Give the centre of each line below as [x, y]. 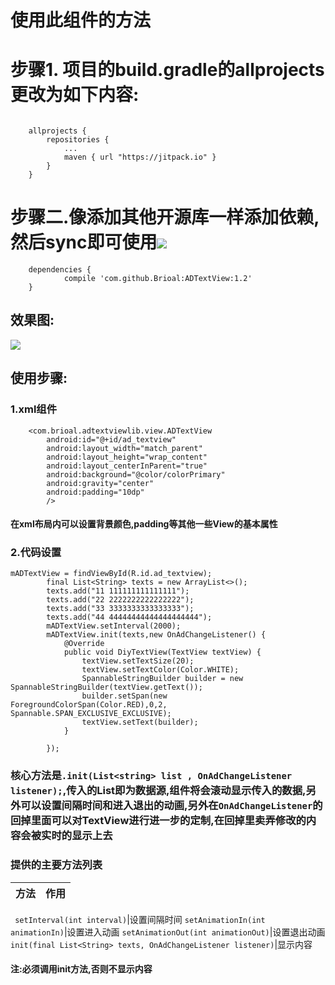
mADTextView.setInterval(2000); [114, 626]
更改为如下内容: [75, 95]
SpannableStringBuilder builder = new [162, 679]
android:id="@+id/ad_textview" [111, 439]
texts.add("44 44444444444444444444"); [129, 617]
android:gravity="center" [100, 483]
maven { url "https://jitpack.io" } [140, 157]
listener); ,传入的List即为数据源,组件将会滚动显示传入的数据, [158, 791]
